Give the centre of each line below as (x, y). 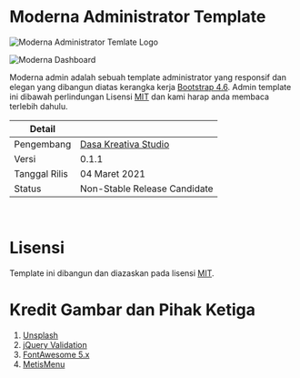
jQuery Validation (55, 344)
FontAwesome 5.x (56, 354)
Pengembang (43, 144)
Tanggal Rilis (41, 173)
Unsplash (40, 335)
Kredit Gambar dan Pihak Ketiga (133, 310)
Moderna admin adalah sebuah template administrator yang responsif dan (148, 77)
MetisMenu (44, 364)
